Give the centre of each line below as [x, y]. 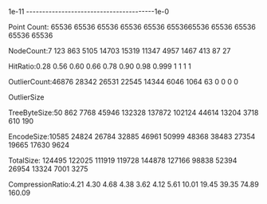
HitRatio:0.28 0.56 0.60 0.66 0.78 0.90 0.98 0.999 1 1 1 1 [100, 66]
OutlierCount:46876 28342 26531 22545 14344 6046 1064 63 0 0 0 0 [124, 82]
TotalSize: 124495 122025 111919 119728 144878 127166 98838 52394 [123, 160]
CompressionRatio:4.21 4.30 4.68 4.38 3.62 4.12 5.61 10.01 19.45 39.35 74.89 [133, 184]
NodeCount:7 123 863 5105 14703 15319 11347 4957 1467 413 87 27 [120, 51]
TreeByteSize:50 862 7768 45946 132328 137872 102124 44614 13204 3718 [133, 112]
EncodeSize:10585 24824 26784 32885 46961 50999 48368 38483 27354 [132, 136]
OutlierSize [26, 97]
